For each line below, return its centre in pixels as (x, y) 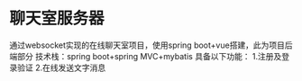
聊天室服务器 (57, 18)
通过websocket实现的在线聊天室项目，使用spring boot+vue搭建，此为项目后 (151, 45)
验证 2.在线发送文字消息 (61, 67)
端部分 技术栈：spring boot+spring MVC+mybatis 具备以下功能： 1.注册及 (146, 56)
